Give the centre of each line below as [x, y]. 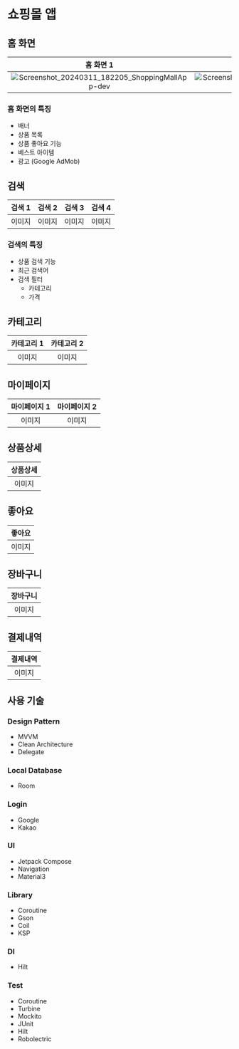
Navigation [33, 869]
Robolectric [34, 1039]
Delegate [31, 751]
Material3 [32, 876]
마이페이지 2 [77, 407]
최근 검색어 [33, 271]
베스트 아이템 [36, 152]
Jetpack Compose [45, 861]
